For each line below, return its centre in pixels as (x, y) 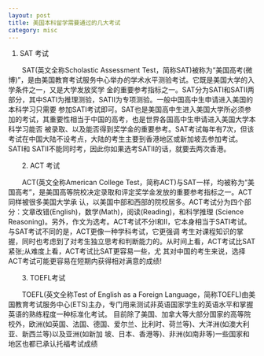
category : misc (33, 30)
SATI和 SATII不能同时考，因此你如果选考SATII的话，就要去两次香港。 (119, 149)
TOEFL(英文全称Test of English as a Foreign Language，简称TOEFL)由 (135, 295)
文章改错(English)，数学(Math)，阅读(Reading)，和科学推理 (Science (133, 212)
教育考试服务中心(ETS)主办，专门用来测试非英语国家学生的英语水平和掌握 (134, 305)
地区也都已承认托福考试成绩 (53, 344)
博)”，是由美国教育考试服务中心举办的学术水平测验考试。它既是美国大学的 (128, 80)
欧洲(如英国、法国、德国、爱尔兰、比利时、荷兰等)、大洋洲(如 (129, 324)
